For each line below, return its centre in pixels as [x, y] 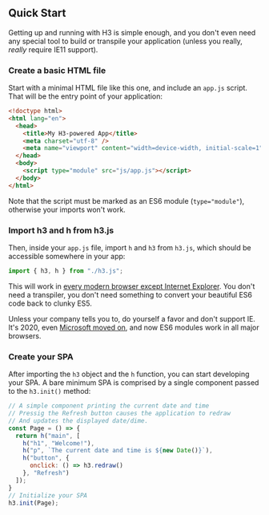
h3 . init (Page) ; [34, 503]
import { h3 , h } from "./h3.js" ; [66, 271]
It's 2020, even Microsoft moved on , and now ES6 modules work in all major [134, 327]
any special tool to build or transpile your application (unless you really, [125, 41]
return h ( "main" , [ [48, 436]
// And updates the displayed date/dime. [78, 420]
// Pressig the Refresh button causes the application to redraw [119, 414]
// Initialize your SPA [48, 495]
